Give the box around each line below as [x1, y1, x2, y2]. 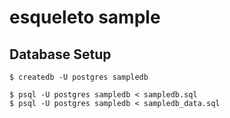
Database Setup [9, 46, 112, 63]
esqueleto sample [9, 6, 161, 29]
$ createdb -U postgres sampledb [9, 72, 149, 82]
